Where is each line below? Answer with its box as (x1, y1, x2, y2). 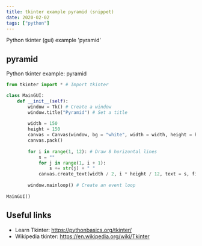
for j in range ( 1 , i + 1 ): (38, 160, 106, 166)
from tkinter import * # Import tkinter (6, 82, 109, 88)
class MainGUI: (6, 93, 44, 99)
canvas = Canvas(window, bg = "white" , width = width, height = (28, 132, 192, 138)
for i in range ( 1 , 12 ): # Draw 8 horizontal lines (28, 148, 158, 154)
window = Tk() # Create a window (28, 104, 112, 110)
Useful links (6, 210, 52, 221)
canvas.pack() (28, 137, 63, 143)
